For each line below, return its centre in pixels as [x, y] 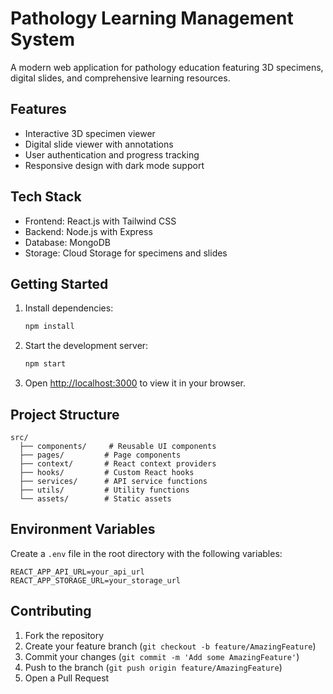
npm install [49, 327]
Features [38, 109]
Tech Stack [46, 197]
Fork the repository [64, 635]
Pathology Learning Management [152, 18]
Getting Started [59, 283]
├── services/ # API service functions [113, 481]
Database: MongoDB [67, 242]
